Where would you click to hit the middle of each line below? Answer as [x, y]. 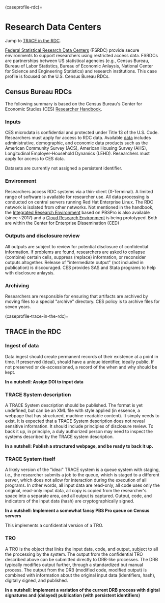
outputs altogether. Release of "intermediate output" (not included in [74, 262]
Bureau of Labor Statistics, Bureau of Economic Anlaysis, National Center [79, 66]
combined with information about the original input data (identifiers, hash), [80, 575]
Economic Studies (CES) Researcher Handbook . [54, 109]
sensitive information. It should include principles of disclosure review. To [79, 426]
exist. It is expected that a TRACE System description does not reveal [75, 421]
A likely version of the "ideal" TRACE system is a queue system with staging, [82, 469]
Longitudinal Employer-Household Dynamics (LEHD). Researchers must [77, 153]
